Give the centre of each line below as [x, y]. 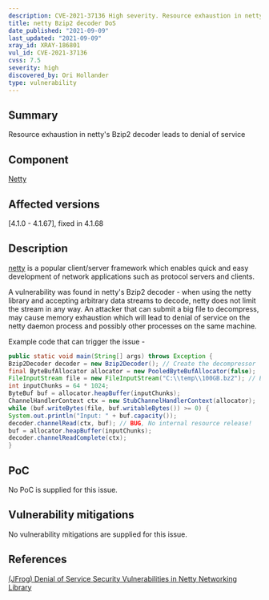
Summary [33, 115]
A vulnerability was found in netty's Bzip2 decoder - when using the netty [130, 292]
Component [39, 160]
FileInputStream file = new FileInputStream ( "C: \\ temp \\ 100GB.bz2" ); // [132, 379]
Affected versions [54, 204]
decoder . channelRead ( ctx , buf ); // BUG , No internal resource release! [130, 423]
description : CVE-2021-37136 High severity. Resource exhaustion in [125, 16]
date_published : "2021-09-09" [59, 30]
